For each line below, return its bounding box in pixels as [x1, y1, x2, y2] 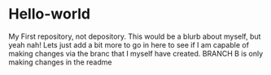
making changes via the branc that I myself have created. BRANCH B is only [8, 48, 264, 58]
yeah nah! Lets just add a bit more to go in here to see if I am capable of [8, 40, 250, 49]
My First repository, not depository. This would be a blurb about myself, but [8, 31, 261, 41]
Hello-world [8, 5, 91, 23]
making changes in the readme [8, 57, 112, 67]
